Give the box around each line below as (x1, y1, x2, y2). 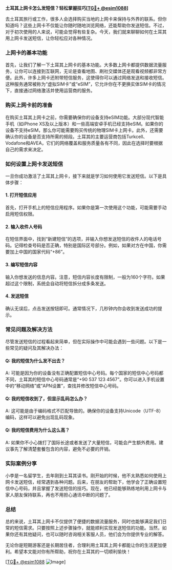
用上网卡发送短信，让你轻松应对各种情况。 (5, 35, 95, 41)
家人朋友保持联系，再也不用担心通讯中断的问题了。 (5, 492, 113, 498)
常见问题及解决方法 (5, 326, 53, 333)
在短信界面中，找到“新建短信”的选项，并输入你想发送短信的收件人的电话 (5, 236, 158, 242)
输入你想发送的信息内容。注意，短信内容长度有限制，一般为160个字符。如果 (5, 274, 165, 280)
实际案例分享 (5, 460, 37, 467)
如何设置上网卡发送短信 (5, 160, 63, 167)
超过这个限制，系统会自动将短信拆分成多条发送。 (5, 280, 109, 286)
